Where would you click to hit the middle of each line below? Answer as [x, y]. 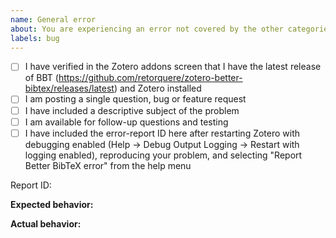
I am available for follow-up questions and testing [126, 122]
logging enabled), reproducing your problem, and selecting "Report [163, 155]
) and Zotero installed [157, 88]
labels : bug [35, 38]
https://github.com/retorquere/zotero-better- [150, 78]
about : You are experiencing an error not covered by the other [147, 29]
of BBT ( [41, 78]
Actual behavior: [46, 223]
